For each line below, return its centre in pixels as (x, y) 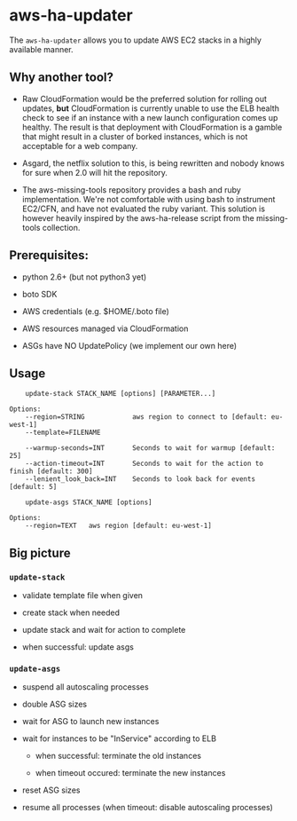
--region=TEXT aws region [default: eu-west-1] (119, 526)
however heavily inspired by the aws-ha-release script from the (138, 217)
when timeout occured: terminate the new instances (130, 773)
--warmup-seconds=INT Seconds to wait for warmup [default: (150, 448)
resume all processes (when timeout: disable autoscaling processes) (147, 808)
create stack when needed (71, 612)
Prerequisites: (49, 255)
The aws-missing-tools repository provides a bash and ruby (131, 189)
